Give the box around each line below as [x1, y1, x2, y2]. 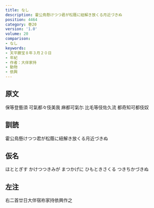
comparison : [5, 36, 31, 41]
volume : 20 [5, 31, 29, 36]
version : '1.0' [5, 27, 38, 32]
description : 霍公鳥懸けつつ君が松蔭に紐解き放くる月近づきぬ [5, 12, 122, 17]
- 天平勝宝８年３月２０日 [5, 50, 52, 55]
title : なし [5, 7, 29, 13]
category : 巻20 [5, 22, 37, 27]
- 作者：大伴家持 [5, 60, 37, 65]
